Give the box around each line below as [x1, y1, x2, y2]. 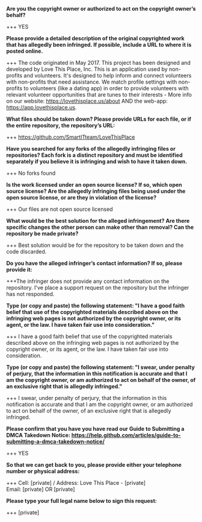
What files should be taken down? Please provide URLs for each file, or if [6, 115, 191, 123]
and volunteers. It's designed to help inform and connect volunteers [23, 72, 192, 79]
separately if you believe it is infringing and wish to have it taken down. [6, 158, 188, 165]
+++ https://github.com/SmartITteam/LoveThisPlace [6, 133, 135, 141]
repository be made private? [6, 230, 79, 237]
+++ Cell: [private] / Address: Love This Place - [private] [6, 479, 146, 486]
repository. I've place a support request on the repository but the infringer [6, 284, 189, 291]
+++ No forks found [6, 169, 56, 177]
